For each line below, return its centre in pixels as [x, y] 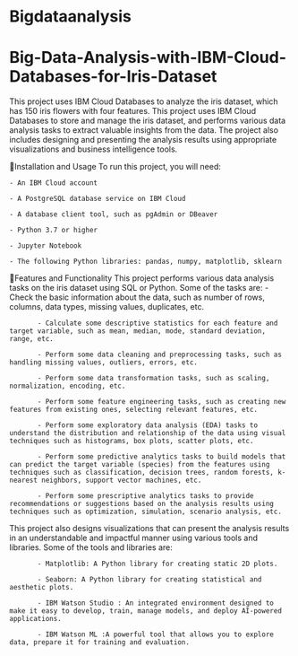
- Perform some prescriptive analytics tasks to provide [145, 496]
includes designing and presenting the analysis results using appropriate [143, 140]
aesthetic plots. [42, 588]
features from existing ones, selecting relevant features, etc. [133, 410]
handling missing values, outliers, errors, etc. [104, 363]
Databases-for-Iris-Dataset [113, 77]
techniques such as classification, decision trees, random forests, [142, 473]
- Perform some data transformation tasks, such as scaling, [153, 379]
